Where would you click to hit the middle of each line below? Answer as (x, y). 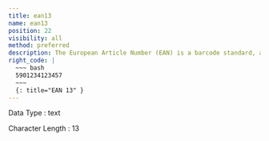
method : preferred (39, 46)
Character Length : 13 (44, 128)
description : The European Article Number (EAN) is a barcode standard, (132, 53)
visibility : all (35, 38)
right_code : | (32, 61)
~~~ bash (30, 68)
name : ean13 (28, 23)
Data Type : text (34, 113)
